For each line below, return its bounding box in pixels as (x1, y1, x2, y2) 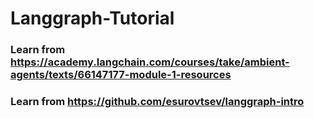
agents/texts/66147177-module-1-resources (10, 68, 232, 82)
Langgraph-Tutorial (10, 7, 175, 30)
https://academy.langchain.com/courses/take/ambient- (10, 55, 290, 69)
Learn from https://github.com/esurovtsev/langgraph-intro (10, 95, 305, 109)
